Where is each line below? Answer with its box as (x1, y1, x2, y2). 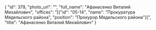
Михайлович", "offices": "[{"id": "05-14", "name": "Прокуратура (4, 9, 136, 15)
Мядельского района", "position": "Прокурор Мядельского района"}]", (4, 15, 152, 20)
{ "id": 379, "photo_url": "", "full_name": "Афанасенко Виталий (4, 4, 131, 10)
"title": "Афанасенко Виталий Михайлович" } (4, 19, 97, 25)
